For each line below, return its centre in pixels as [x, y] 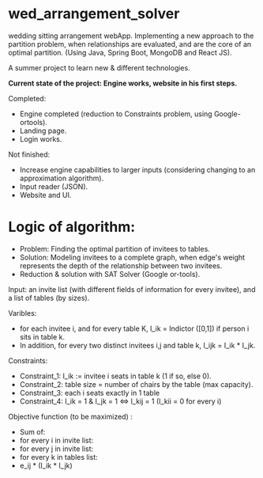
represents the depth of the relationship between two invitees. [121, 265]
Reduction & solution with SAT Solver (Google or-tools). [110, 274]
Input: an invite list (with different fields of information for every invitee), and [132, 289]
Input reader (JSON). [54, 186]
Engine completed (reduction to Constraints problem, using [116, 114]
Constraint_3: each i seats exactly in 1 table [90, 393]
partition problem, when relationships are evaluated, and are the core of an [130, 44]
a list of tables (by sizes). [49, 298]
